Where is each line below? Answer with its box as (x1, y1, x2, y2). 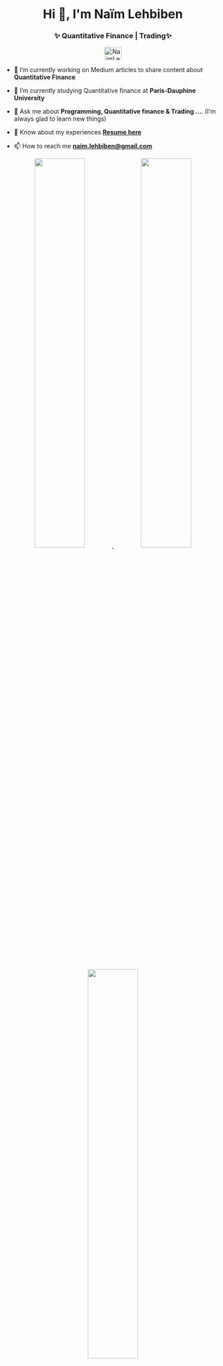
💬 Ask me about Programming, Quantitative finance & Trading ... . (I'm (13, 107, 216, 116)
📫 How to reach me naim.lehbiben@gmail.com (13, 142, 152, 150)
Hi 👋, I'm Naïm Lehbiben (42, 6, 184, 22)
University (13, 94, 45, 103)
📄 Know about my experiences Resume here (13, 128, 142, 137)
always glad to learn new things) (13, 114, 107, 123)
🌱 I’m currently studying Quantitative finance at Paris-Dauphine (13, 87, 196, 95)
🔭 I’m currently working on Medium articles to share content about (13, 66, 203, 74)
